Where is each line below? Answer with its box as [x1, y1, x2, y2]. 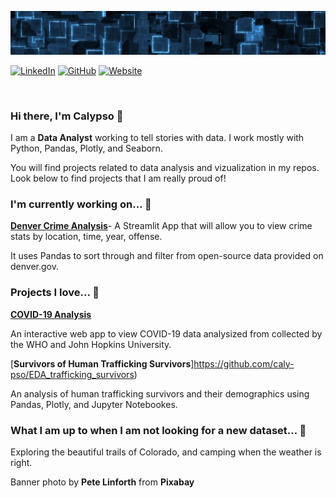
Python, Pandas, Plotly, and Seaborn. [10, 142, 163, 155]
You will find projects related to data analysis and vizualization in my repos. [10, 162, 320, 174]
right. [10, 457, 33, 469]
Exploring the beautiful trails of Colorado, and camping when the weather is [10, 446, 322, 458]
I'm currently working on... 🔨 [10, 197, 152, 211]
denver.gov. [10, 261, 59, 273]
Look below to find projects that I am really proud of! [10, 172, 227, 185]
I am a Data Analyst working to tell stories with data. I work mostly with [10, 132, 305, 144]
